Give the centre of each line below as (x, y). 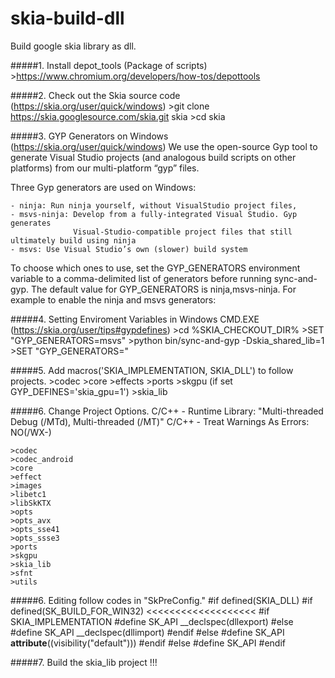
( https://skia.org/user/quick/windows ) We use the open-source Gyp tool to (164, 146)
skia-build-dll (67, 18)
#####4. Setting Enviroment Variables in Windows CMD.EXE (135, 319)
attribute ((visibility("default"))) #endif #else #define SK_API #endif (148, 643)
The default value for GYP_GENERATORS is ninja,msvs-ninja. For (163, 289)
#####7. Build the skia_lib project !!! (84, 662)
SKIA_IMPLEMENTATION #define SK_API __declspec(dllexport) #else (152, 621)
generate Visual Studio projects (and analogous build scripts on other (153, 157)
